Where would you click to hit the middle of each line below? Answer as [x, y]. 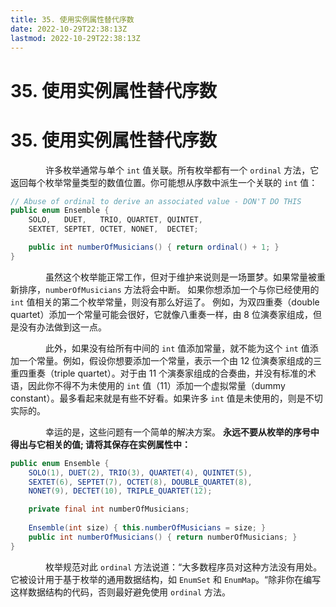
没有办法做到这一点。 [62, 327]
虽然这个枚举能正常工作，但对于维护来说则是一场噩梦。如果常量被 [180, 277]
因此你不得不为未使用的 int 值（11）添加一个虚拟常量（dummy [156, 385]
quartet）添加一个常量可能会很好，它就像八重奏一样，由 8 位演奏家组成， [161, 314]
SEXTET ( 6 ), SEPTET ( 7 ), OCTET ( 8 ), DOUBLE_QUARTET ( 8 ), [140, 482]
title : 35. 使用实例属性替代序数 [72, 19]
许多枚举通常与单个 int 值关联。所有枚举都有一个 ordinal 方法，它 [182, 170]
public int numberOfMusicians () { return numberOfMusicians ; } [163, 537]
